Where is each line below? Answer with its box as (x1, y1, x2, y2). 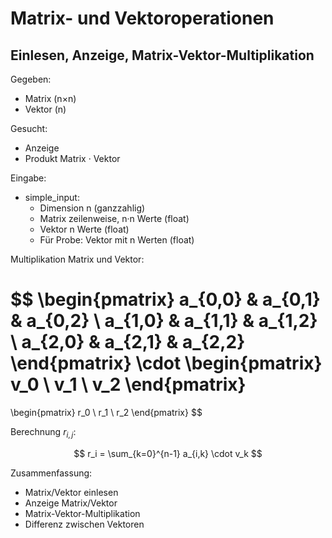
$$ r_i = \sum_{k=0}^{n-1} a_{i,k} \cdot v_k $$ (73, 447, 263, 459)
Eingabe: (10, 172, 47, 184)
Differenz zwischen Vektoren (24, 518, 145, 530)
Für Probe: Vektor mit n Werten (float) (39, 234, 195, 246)
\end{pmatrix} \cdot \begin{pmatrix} (10, 352, 323, 375)
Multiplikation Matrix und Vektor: (10, 253, 145, 265)
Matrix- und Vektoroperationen (10, 7, 275, 30)
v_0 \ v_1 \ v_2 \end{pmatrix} (10, 373, 247, 396)
